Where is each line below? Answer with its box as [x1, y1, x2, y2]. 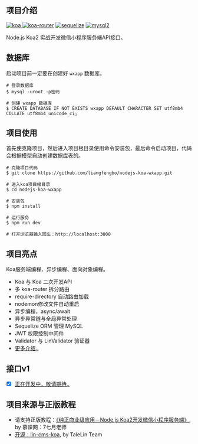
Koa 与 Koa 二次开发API [14, 278, 72, 285]
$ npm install [6, 203, 41, 210]
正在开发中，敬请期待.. [14, 380, 70, 388]
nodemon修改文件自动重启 [14, 301, 80, 308]
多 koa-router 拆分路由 [14, 286, 70, 293]
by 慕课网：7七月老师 [14, 423, 67, 430]
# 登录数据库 [6, 82, 34, 89]
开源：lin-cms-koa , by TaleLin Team [14, 430, 103, 438]
